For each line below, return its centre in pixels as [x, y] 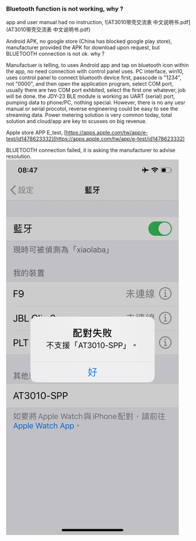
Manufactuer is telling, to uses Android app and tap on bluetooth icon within [97, 65]
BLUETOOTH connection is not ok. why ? [56, 54]
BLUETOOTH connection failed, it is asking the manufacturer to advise [91, 150]
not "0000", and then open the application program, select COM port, [90, 84]
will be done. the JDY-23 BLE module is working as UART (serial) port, [91, 96]
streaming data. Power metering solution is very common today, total [89, 115]
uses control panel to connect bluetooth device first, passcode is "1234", [94, 77]
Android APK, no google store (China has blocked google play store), [89, 41]
